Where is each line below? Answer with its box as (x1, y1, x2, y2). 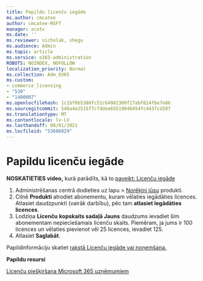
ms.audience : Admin (6, 43, 56, 49)
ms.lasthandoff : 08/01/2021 (6, 123, 78, 129)
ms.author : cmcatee (6, 15, 56, 21)
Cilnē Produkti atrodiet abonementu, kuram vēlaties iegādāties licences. (15, 193, 197, 200)
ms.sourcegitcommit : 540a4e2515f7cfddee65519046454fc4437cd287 (6, 105, 171, 112)
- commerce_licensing (6, 83, 62, 89)
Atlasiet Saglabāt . (15, 232, 61, 239)
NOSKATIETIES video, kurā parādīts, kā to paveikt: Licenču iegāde (6, 175, 175, 182)
